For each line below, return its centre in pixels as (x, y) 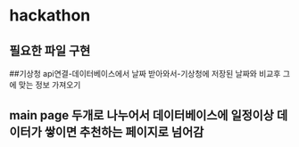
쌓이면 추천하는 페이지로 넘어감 (124, 132)
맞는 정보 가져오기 (50, 85)
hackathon (50, 16)
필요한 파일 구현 (50, 50)
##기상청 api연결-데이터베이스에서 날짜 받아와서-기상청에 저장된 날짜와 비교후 (145, 73)
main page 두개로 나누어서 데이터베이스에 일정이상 (142, 115)
